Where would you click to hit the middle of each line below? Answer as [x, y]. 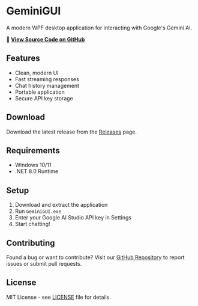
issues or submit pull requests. [44, 264]
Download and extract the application [61, 205]
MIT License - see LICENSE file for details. [58, 297]
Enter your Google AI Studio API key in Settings [73, 218]
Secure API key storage [44, 98]
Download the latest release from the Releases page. [71, 132]
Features [23, 58]
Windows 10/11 [33, 165]
